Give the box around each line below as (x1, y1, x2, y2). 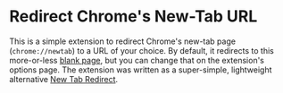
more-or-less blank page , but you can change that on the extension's (9, 55, 265, 65)
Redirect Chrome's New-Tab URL (9, 6, 258, 27)
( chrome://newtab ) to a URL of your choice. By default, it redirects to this (9, 45, 274, 55)
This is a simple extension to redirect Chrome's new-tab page (9, 36, 237, 46)
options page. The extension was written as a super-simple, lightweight (9, 64, 272, 75)
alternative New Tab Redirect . (9, 73, 119, 84)
